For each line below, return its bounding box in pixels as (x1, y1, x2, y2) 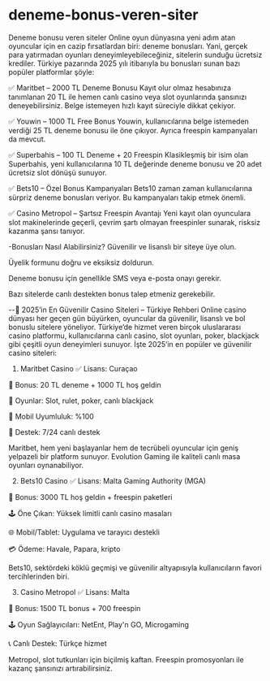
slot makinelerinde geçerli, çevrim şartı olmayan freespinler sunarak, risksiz (8, 217, 261, 227)
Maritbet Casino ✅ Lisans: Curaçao (19, 363, 138, 373)
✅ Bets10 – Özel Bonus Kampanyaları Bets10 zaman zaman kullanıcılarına (8, 183, 253, 193)
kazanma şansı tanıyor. (8, 226, 85, 236)
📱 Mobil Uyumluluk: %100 (8, 411, 95, 421)
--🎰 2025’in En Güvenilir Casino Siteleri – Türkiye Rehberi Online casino (8, 305, 247, 314)
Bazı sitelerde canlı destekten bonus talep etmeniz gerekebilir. (8, 288, 216, 298)
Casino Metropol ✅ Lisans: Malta (19, 587, 130, 596)
